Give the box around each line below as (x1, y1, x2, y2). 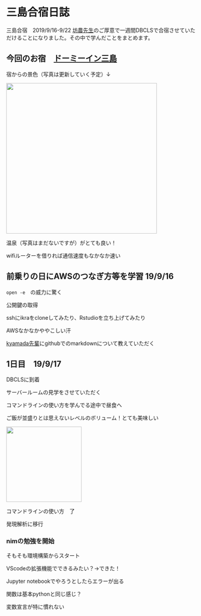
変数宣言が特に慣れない (6, 603, 64, 610)
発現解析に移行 (6, 520, 43, 527)
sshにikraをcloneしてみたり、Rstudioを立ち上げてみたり (6, 314, 146, 321)
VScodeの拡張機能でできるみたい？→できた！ (6, 564, 120, 572)
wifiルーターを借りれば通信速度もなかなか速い (6, 252, 121, 259)
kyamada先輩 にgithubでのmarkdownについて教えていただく (6, 340, 155, 347)
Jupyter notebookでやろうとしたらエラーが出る (6, 577, 125, 585)
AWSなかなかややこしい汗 (6, 326, 71, 334)
